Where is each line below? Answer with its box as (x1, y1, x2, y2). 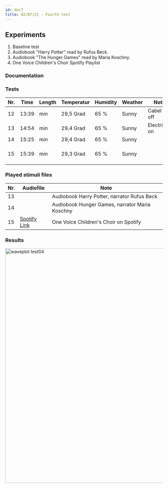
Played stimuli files (5, 171, 52, 178)
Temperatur (61, 99, 90, 106)
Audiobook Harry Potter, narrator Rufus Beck (51, 193, 157, 200)
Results (5, 236, 24, 243)
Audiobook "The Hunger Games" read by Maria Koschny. (12, 55, 130, 61)
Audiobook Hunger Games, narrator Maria (51, 201, 151, 208)
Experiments (5, 31, 46, 39)
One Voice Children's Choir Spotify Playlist (12, 60, 100, 66)
